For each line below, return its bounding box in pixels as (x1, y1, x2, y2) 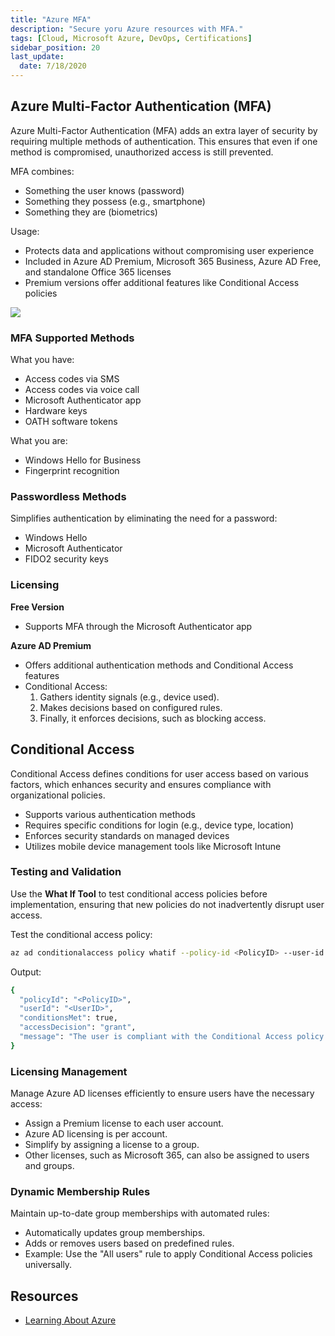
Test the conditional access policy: (10, 928, 153, 940)
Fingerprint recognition (24, 465, 120, 477)
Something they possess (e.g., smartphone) (24, 195, 206, 207)
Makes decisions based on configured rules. (39, 701, 223, 713)
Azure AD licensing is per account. (24, 1128, 168, 1140)
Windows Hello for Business (24, 454, 142, 466)
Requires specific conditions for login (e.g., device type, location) (24, 819, 294, 831)
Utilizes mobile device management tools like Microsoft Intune (24, 840, 282, 852)
